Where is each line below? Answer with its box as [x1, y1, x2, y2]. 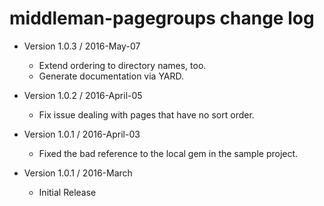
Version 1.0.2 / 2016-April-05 [23, 89, 143, 101]
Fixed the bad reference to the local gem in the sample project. [38, 147, 299, 159]
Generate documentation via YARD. [38, 70, 185, 82]
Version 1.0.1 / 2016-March [23, 167, 133, 179]
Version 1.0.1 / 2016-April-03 [23, 128, 141, 140]
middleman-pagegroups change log [9, 7, 315, 30]
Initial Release [38, 186, 97, 198]
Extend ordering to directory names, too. [38, 59, 207, 71]
